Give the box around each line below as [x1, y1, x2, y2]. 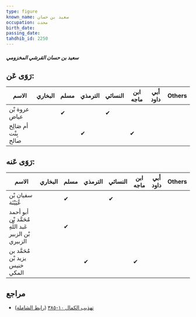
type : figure [6, 8, 38, 15]
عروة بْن [9, 105, 30, 113]
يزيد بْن [9, 254, 27, 262]
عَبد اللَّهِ [9, 223, 28, 231]
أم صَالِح [9, 122, 29, 130]
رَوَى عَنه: [6, 156, 35, 167]
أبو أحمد [9, 208, 29, 216]
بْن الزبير [9, 230, 30, 238]
